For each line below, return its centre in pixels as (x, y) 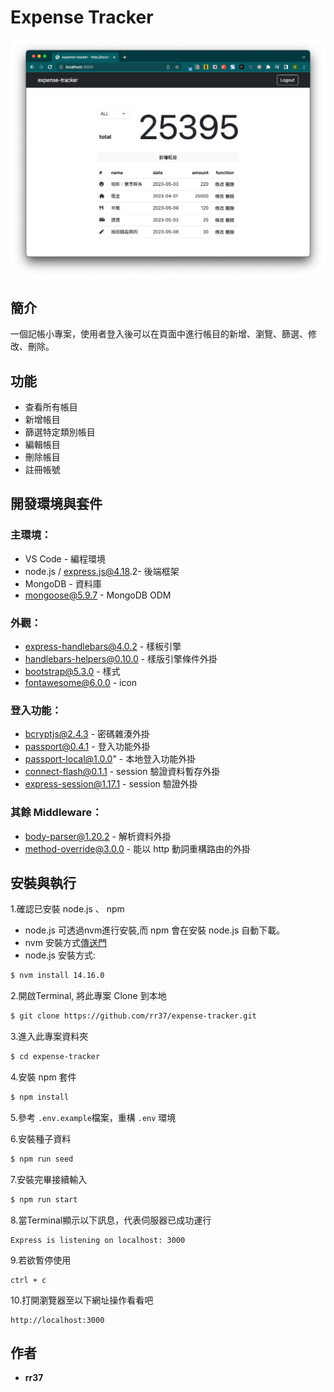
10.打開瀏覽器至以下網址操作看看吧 (82, 1300)
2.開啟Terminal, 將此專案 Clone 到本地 (88, 996)
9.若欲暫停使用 (41, 1260)
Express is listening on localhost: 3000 (98, 1240)
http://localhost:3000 (57, 1320)
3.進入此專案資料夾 (49, 1037)
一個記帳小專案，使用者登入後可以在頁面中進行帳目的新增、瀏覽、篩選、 (159, 334)
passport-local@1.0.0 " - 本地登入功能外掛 (110, 759)
